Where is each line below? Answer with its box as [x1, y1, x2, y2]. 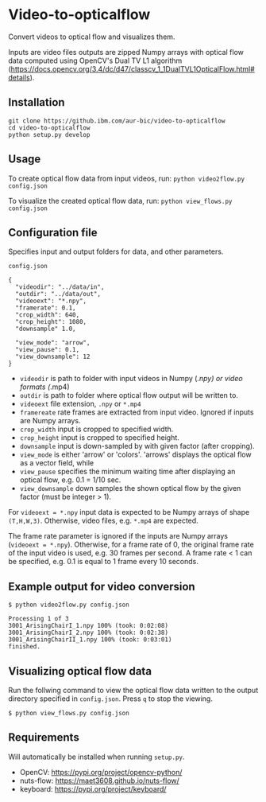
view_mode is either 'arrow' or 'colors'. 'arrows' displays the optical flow [19, 450, 252, 459]
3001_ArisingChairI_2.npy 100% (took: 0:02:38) [8, 629, 169, 637]
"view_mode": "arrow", [15, 339, 91, 347]
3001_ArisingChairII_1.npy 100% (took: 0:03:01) [8, 636, 172, 644]
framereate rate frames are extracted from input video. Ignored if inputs [19, 407, 254, 417]
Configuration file [8, 225, 98, 239]
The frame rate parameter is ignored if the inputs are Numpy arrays [8, 531, 229, 541]
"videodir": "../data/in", [15, 283, 105, 291]
